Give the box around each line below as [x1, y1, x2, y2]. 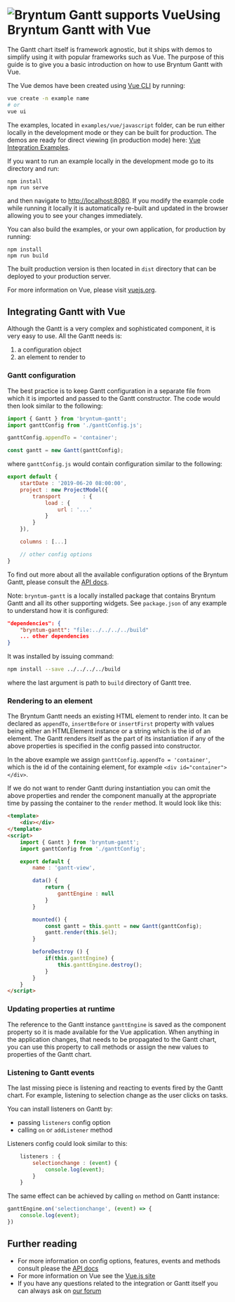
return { [44, 884, 71, 891]
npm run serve [7, 183, 49, 191]
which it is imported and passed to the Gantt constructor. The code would [7, 394, 220, 402]
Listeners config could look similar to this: [7, 1139, 128, 1147]
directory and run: [7, 164, 60, 172]
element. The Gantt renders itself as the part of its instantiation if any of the [7, 735, 225, 743]
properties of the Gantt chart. [7, 1050, 93, 1058]
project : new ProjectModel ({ [20, 486, 109, 494]
